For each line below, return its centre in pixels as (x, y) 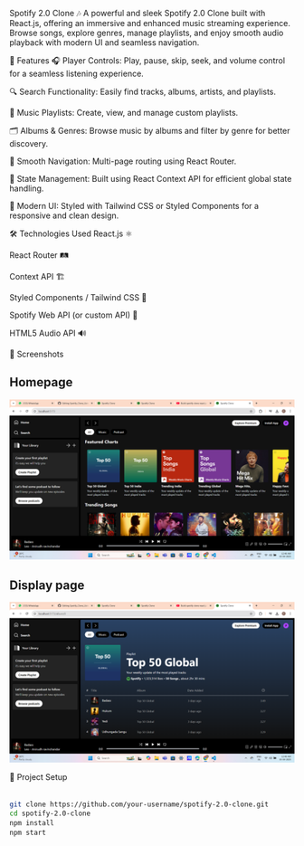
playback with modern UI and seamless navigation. (104, 43)
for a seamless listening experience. (77, 73)
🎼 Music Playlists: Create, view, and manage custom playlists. (124, 113)
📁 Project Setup (38, 776)
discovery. (29, 143)
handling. (27, 188)
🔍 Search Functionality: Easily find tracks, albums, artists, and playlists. (143, 91)
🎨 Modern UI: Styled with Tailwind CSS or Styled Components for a (134, 206)
